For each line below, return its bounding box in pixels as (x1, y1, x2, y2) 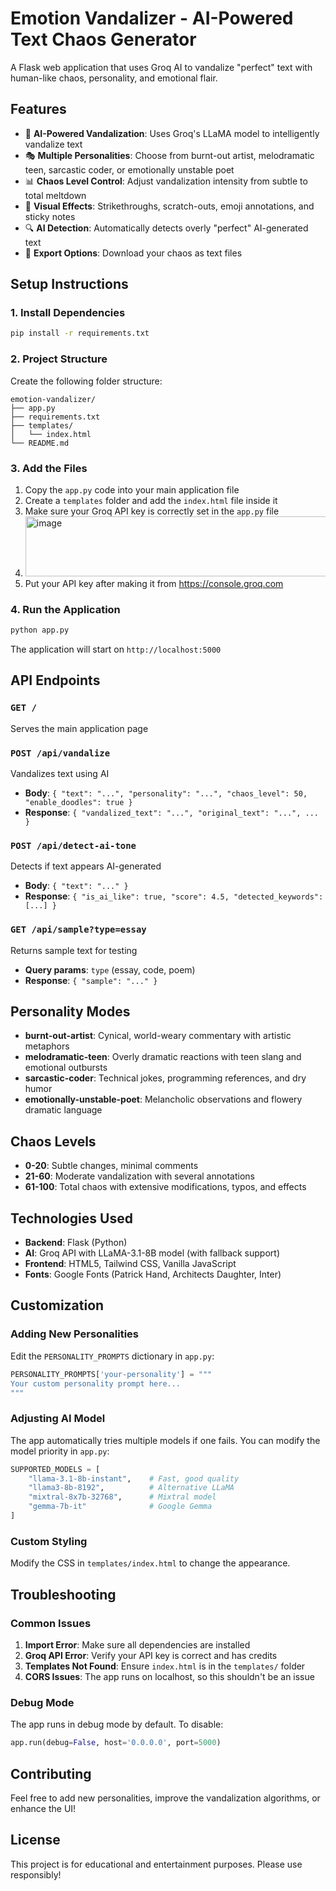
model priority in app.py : (10, 1445, 110, 1457)
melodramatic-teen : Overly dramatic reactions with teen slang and (24, 1051, 302, 1063)
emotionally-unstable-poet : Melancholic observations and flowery (24, 1093, 303, 1106)
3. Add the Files (10, 461, 88, 475)
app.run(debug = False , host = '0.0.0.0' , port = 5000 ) (10, 1738, 222, 1748)
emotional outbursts (24, 1062, 108, 1074)
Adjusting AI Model (10, 1412, 106, 1426)
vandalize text (24, 138, 83, 150)
